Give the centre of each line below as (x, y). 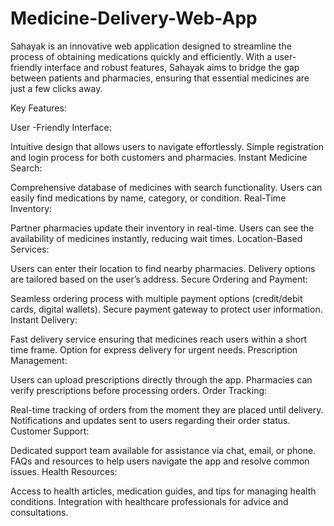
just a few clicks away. (56, 88)
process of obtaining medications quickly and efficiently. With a (141, 56)
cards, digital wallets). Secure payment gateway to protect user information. (166, 309)
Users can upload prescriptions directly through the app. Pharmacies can (161, 379)
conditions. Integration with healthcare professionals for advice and (149, 501)
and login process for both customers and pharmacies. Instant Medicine (159, 157)
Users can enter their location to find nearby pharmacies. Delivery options (163, 268)
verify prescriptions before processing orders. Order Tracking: (139, 390)
